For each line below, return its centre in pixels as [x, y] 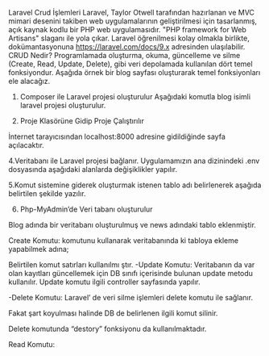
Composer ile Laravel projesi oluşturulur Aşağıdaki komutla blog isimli [135, 96]
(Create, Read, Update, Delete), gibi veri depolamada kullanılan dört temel [130, 64]
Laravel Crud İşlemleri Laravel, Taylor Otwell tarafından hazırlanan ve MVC [132, 13]
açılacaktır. [26, 145]
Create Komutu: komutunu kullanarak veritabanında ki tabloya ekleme [124, 241]
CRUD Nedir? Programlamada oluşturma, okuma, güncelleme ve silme [124, 55]
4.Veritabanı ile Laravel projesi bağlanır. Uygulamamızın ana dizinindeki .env [134, 161]
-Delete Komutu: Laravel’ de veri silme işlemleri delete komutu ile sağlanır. [131, 297]
